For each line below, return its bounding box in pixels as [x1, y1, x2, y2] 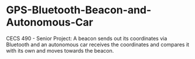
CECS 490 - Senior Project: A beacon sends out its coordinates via [6, 35, 167, 42]
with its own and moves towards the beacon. [6, 47, 114, 54]
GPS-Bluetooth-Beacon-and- [6, 3, 152, 17]
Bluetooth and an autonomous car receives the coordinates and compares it [6, 41, 189, 48]
